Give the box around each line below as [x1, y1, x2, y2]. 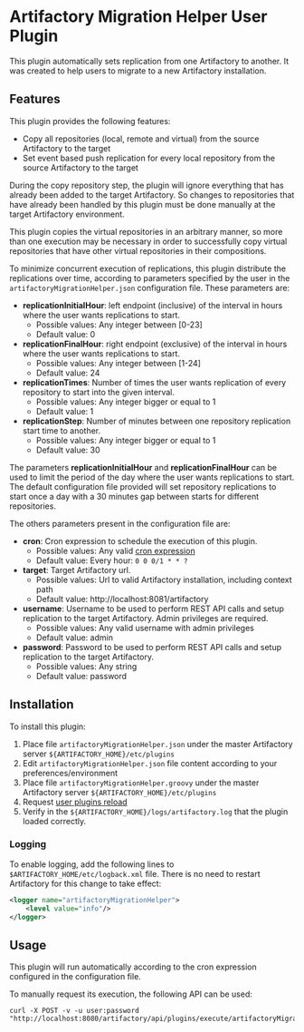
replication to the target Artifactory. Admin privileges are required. [22, 612, 269, 623]
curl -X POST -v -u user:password [9, 1007, 140, 1016]
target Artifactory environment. [9, 209, 125, 219]
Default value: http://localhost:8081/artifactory [35, 593, 209, 604]
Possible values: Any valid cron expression [35, 545, 196, 556]
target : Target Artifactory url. [22, 564, 131, 575]
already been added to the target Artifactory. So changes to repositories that [9, 189, 295, 200]
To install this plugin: [9, 721, 86, 732]
